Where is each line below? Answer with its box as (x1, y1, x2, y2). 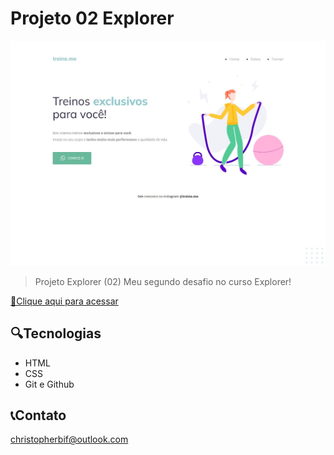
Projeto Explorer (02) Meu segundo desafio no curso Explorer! (34, 275, 292, 287)
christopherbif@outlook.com (10, 433, 129, 446)
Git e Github (24, 378, 75, 390)
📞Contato (10, 407, 67, 424)
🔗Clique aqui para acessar (10, 295, 119, 307)
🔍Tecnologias (10, 325, 102, 342)
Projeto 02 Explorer (10, 7, 175, 30)
